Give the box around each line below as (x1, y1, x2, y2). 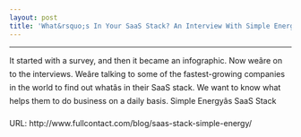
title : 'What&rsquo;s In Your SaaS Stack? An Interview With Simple (9, 21, 271, 30)
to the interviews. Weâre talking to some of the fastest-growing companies (9, 68, 285, 79)
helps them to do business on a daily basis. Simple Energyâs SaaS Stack (9, 95, 277, 106)
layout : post (9, 13, 58, 22)
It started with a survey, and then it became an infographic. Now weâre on (9, 55, 283, 65)
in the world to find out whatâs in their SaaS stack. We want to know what (9, 81, 281, 92)
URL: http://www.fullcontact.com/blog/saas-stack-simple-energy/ (9, 117, 253, 128)
